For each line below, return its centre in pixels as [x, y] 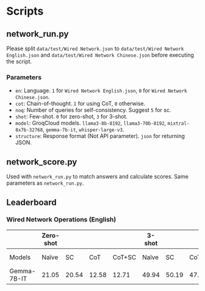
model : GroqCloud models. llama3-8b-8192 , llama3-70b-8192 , [91, 123]
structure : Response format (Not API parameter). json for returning [100, 136]
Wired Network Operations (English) [61, 219]
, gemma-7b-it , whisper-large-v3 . [83, 130]
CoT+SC [124, 257]
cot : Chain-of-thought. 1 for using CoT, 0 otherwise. [80, 104]
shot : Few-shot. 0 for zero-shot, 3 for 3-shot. [71, 117]
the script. [19, 61]
